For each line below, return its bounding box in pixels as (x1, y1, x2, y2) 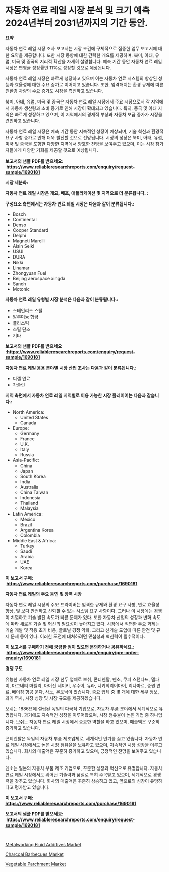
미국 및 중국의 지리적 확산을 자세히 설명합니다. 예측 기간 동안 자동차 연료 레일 (12, 58, 162, 64)
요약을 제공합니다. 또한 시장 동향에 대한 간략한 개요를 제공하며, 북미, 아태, (10, 52, 154, 58)
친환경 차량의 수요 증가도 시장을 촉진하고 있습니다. (5, 88, 104, 94)
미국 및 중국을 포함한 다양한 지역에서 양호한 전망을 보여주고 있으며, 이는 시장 (5, 141, 155, 147)
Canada (20, 420, 37, 426)
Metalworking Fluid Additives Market (5, 841, 82, 847)
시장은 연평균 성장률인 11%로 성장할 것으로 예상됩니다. (5, 64, 112, 71)
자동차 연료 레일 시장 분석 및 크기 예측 (5, 5, 150, 16)
